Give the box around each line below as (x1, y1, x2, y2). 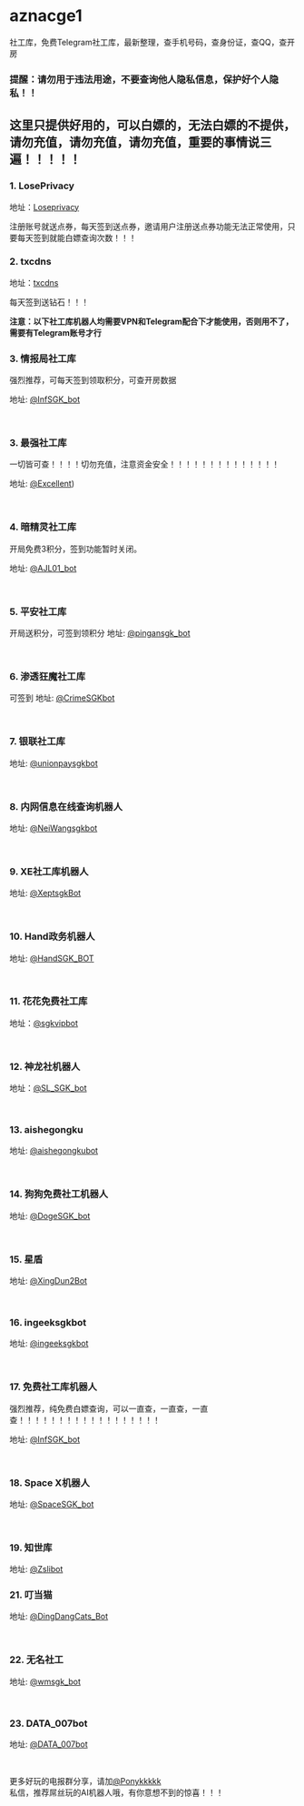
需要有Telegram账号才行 (9, 327, 102, 338)
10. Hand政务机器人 (9, 930, 95, 943)
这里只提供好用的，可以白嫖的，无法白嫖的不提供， (9, 117, 296, 133)
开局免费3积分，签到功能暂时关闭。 (9, 543, 142, 554)
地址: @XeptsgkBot (9, 888, 82, 899)
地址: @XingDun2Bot (9, 1276, 88, 1286)
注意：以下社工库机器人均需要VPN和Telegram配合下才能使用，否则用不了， (9, 316, 294, 327)
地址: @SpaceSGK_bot (9, 1498, 94, 1509)
